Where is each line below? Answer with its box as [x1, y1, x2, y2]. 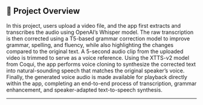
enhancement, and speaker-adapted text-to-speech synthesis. [6, 86, 163, 94]
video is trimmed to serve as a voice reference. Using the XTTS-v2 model [6, 54, 189, 61]
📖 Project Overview [6, 6, 80, 16]
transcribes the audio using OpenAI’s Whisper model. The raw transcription [6, 28, 194, 36]
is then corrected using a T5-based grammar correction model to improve [6, 34, 190, 42]
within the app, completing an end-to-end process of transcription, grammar [6, 80, 197, 87]
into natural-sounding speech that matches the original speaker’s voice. [6, 67, 185, 74]
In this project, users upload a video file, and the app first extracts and [6, 22, 181, 29]
